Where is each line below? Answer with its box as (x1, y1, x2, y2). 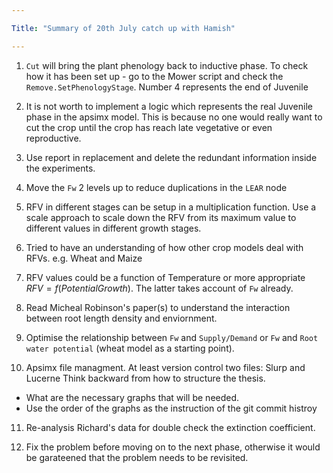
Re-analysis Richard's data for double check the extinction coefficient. (25, 421, 316, 433)
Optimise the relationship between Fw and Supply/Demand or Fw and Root (25, 331, 319, 343)
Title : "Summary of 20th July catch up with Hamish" (11, 23, 236, 33)
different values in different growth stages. (25, 222, 202, 234)
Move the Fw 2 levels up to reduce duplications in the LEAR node (25, 181, 288, 193)
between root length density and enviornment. (25, 312, 218, 324)
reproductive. (25, 132, 82, 144)
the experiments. (25, 162, 96, 174)
